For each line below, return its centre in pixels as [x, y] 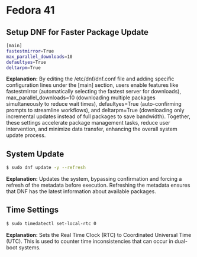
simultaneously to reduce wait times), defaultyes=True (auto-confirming [94, 104]
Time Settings [33, 210]
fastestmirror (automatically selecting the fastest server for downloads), [94, 92]
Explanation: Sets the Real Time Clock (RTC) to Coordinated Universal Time [99, 235]
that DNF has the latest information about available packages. [81, 191]
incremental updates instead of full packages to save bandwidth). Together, [98, 116]
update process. [26, 135]
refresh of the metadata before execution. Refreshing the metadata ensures [98, 185]
